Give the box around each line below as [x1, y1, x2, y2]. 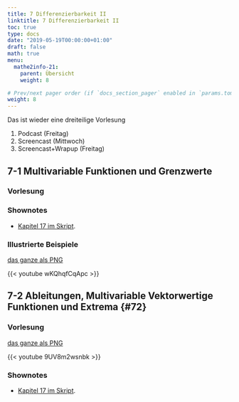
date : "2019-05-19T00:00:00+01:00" [7, 37, 113, 44]
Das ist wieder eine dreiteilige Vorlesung [7, 115, 126, 125]
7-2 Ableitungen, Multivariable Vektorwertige [7, 290, 213, 302]
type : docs [7, 30, 40, 38]
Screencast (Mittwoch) [17, 137, 85, 146]
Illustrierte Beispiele [7, 239, 78, 249]
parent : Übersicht [20, 70, 75, 77]
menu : [7, 57, 23, 64]
